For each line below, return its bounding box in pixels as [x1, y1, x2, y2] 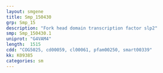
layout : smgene [6, 8, 44, 15]
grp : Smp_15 [6, 19, 36, 25]
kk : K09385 [6, 52, 33, 58]
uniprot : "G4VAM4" [6, 36, 52, 42]
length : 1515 [6, 42, 41, 48]
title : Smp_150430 [6, 14, 52, 20]
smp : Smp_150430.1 [6, 31, 52, 36]
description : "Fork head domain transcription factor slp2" [6, 25, 158, 31]
